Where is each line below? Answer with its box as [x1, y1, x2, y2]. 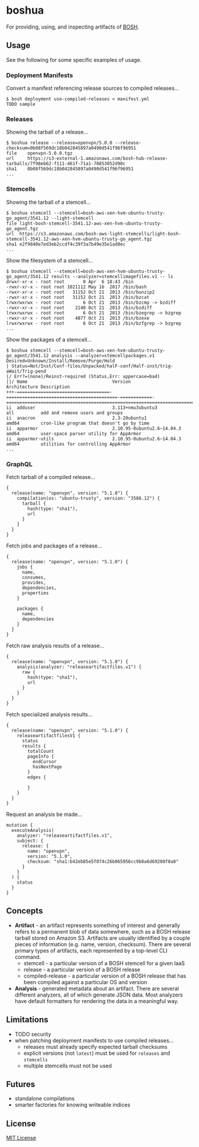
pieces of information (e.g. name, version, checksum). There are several [14, 940, 191, 948]
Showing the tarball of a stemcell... [6, 198, 91, 206]
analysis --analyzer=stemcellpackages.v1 [51, 352, 155, 358]
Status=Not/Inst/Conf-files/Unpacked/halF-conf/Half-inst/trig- [11, 363, 174, 369]
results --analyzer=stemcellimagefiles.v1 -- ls [51, 273, 174, 279]
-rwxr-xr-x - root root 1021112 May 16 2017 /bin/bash [6, 283, 147, 290]
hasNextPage [32, 764, 62, 770]
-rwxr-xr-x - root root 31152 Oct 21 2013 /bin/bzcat [6, 294, 150, 300]
